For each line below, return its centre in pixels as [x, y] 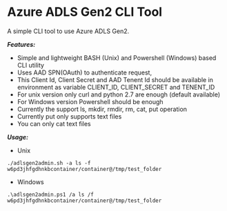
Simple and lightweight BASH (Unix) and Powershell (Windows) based [117, 58]
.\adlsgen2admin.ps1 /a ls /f [51, 194]
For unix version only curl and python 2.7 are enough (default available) [119, 94]
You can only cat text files [54, 123]
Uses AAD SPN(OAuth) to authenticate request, [85, 72]
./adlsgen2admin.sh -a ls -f [49, 163]
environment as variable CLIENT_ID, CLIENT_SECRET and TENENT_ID [116, 87]
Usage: [18, 137]
